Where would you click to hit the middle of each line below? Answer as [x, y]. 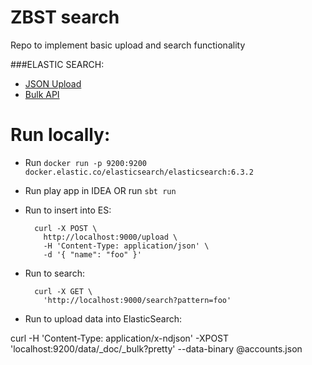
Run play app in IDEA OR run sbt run [100, 190]
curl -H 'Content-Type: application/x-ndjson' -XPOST [120, 338]
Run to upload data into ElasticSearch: [103, 318]
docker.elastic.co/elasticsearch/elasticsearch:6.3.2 [139, 172]
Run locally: [60, 135]
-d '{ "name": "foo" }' [92, 254]
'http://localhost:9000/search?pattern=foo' [137, 300]
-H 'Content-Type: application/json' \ [126, 246]
